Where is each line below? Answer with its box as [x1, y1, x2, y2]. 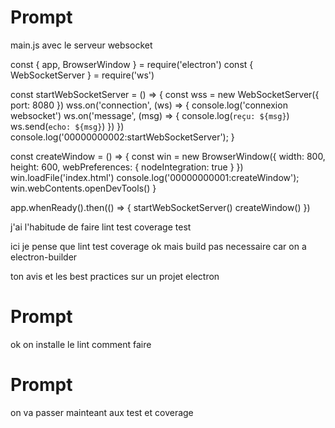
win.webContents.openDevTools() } [10, 182, 157, 194]
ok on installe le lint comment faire [10, 338, 152, 350]
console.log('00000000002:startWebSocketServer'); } [10, 131, 235, 143]
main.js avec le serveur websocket [10, 39, 153, 51]
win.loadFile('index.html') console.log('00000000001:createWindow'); [10, 171, 300, 183]
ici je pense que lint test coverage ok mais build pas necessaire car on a [10, 240, 307, 252]
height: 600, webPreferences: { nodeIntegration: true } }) [10, 161, 244, 173]
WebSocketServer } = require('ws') [10, 69, 155, 81]
